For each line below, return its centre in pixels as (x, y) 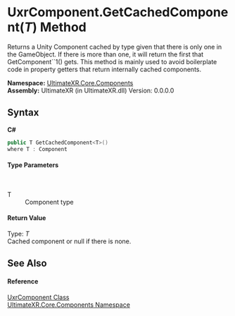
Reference (23, 281)
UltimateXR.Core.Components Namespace (69, 305)
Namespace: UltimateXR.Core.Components (70, 83)
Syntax (23, 113)
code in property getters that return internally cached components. (104, 69)
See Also (27, 263)
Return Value (27, 218)
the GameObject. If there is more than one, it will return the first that (106, 54)
